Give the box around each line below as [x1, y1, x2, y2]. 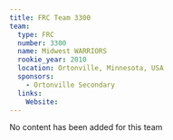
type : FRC [17, 30, 54, 39]
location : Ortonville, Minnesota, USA [17, 64, 165, 73]
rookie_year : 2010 [17, 55, 88, 64]
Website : [25, 97, 59, 107]
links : [17, 89, 43, 98]
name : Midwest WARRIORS [17, 47, 107, 56]
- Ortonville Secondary [25, 80, 116, 89]
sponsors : [17, 72, 54, 81]
